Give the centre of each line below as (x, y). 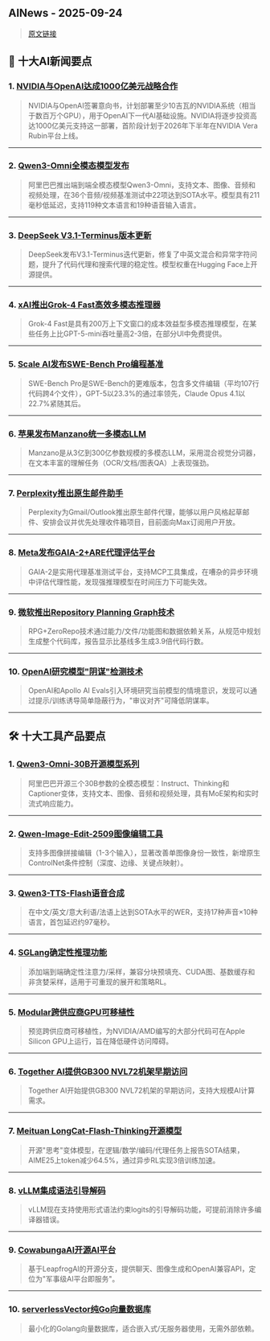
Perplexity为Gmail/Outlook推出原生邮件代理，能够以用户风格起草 (135, 512)
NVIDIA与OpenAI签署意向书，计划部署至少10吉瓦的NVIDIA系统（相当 (142, 105)
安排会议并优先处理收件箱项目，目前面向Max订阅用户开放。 (141, 523)
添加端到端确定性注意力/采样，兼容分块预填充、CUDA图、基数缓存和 (141, 971)
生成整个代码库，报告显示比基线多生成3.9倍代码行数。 (118, 641)
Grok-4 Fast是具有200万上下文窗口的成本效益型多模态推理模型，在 (139, 324)
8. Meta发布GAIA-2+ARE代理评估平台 (82, 552)
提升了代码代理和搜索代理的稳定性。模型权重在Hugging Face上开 (150, 265)
